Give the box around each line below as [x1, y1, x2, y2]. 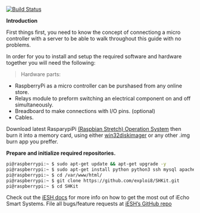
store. [14, 89, 30, 95]
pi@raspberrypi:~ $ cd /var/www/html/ [6, 172, 102, 178]
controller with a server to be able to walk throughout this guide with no [6, 35, 182, 42]
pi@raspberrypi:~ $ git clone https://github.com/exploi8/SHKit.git [6, 177, 180, 184]
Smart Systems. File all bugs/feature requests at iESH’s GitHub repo [6, 200, 172, 208]
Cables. [14, 114, 34, 121]
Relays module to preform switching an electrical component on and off [14, 95, 191, 102]
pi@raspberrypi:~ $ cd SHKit [6, 183, 79, 189]
